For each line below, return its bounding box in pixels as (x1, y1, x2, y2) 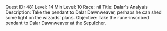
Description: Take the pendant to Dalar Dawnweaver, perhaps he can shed (5, 9, 162, 15)
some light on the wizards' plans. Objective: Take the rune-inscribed (5, 15, 149, 20)
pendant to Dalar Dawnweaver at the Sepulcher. (5, 20, 106, 26)
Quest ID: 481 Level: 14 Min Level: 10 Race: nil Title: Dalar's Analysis (5, 4, 148, 10)
